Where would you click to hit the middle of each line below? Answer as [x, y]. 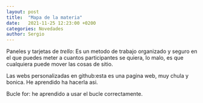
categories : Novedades [35, 29]
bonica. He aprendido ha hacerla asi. [52, 83]
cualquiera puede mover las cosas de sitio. [60, 64]
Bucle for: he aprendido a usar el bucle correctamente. [75, 94]
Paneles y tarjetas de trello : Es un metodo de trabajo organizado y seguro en [102, 51]
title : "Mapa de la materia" [45, 17]
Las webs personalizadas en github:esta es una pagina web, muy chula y [98, 76]
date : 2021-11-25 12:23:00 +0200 [51, 23]
